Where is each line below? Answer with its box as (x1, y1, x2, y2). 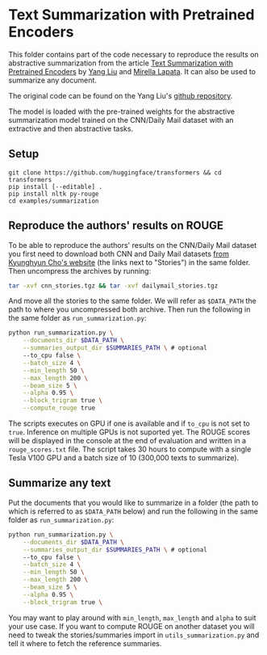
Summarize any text (8, 477, 111, 490)
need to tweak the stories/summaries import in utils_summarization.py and (8, 630, 260, 640)
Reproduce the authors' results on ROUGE (8, 219, 224, 233)
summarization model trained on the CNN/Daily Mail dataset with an (8, 115, 234, 124)
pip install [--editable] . (8, 183, 103, 191)
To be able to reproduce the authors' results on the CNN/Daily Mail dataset (8, 240, 257, 250)
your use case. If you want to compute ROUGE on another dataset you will (8, 621, 255, 631)
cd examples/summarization (8, 196, 99, 205)
